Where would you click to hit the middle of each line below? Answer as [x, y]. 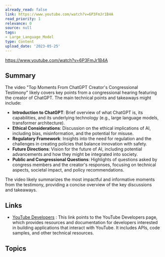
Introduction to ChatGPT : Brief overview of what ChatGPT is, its [78, 113]
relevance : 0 [18, 23]
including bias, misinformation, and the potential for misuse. [73, 134]
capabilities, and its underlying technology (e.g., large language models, [85, 118]
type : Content [20, 42]
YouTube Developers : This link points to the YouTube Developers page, [85, 217]
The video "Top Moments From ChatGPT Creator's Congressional [72, 87]
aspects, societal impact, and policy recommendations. [68, 170]
